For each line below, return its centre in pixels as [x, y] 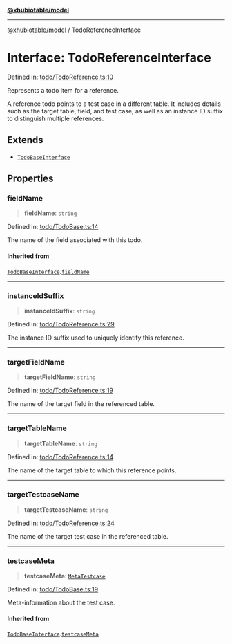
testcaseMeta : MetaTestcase [65, 576]
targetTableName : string [61, 443]
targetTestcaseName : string [66, 509]
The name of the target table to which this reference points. [92, 470]
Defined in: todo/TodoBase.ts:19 [53, 589]
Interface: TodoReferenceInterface [109, 58]
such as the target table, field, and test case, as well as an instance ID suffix [115, 111]
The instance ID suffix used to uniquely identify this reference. [96, 338]
